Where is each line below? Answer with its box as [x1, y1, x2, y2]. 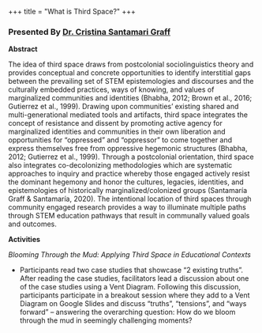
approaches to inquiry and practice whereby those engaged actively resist [8, 169, 250, 179]
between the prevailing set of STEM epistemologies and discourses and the [8, 77, 254, 86]
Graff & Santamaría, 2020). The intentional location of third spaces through [8, 194, 252, 204]
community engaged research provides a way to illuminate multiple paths [8, 202, 246, 212]
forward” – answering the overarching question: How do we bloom [19, 308, 236, 317]
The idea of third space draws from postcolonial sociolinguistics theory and [8, 59, 254, 70]
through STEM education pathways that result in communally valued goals [8, 211, 250, 221]
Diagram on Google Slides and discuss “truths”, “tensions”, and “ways [19, 299, 247, 308]
